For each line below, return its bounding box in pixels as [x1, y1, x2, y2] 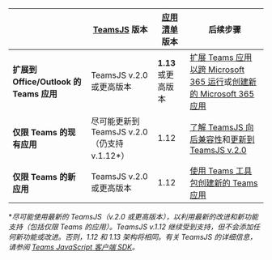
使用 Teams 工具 [189, 165, 253, 177]
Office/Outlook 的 [12, 76, 82, 87]
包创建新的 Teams [189, 177, 258, 189]
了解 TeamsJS [189, 121, 244, 133]
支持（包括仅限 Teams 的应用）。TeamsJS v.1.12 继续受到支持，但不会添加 [8, 222, 253, 232]
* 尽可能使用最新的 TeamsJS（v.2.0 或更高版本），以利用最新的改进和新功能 [8, 212, 259, 221]
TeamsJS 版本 [92, 24, 148, 35]
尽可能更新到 [91, 116, 140, 126]
